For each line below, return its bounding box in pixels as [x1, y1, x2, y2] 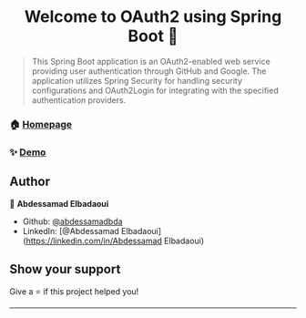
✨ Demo [9, 146, 46, 159]
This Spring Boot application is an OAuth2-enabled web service [31, 56, 270, 67]
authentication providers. [31, 94, 127, 106]
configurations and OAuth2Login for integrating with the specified [31, 85, 280, 96]
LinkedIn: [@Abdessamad [22, 225, 120, 236]
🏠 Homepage [9, 118, 73, 130]
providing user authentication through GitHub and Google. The [31, 66, 267, 77]
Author [9, 174, 50, 190]
